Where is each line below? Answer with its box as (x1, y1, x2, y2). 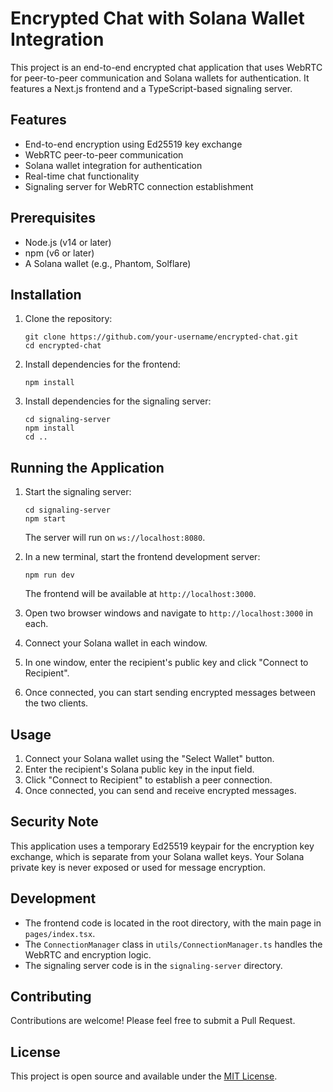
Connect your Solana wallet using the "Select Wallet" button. (24, 753, 275, 764)
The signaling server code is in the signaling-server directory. (24, 959, 283, 971)
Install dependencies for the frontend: (24, 358, 181, 371)
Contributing (10, 988, 92, 1006)
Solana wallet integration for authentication (24, 159, 203, 171)
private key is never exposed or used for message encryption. (10, 861, 267, 873)
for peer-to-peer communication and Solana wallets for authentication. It (10, 72, 310, 84)
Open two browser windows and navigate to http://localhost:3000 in (24, 607, 313, 619)
